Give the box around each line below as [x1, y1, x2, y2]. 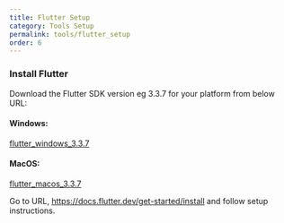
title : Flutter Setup [9, 13, 91, 22]
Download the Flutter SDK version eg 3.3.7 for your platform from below [9, 88, 276, 99]
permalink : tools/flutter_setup [9, 30, 130, 39]
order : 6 [9, 38, 42, 47]
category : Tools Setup [9, 21, 94, 30]
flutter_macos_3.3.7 [9, 178, 82, 189]
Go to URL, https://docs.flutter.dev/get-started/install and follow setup [9, 195, 269, 206]
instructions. [9, 205, 56, 216]
